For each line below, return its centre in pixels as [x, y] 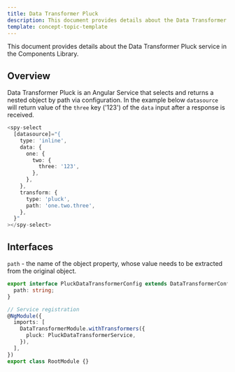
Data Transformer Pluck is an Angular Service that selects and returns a [111, 93]
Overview [29, 76]
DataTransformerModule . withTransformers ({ [83, 329]
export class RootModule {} [48, 361]
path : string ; [34, 290]
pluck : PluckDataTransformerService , [81, 336]
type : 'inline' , [44, 140]
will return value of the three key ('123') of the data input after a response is [116, 107]
